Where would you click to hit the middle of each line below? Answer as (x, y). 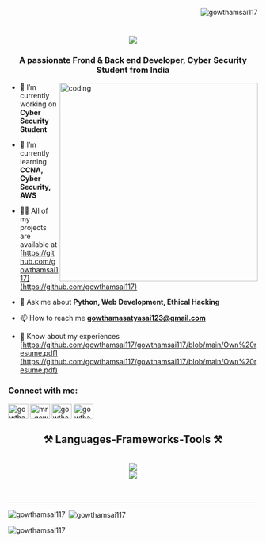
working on (38, 104)
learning (33, 162)
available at (38, 245)
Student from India (133, 70)
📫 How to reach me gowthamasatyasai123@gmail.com (112, 318)
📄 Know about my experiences (70, 337)
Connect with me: (43, 391)
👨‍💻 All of (34, 211)
